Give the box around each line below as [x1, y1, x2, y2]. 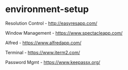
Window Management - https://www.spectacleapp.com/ [5, 30, 123, 36]
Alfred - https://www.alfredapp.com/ [5, 39, 82, 46]
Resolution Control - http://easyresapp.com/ [5, 20, 98, 26]
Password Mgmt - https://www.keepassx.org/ [5, 59, 100, 65]
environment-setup [5, 4, 89, 15]
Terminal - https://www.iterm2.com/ [5, 49, 80, 55]
